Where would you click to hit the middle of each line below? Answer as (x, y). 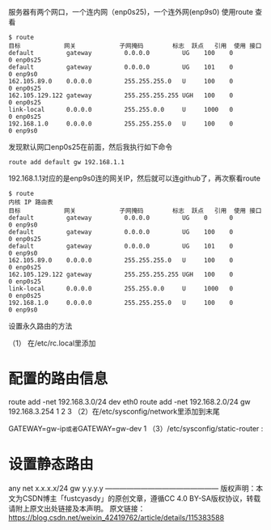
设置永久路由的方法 (40, 326)
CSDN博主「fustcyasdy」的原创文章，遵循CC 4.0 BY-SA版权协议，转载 (142, 498)
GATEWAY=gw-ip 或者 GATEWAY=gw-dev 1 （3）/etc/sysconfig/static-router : (136, 428)
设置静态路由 (51, 464)
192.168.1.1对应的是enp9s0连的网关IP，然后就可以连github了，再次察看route (135, 178)
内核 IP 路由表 (31, 202)
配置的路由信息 (58, 379)
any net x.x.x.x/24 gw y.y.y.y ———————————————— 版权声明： (132, 488)
